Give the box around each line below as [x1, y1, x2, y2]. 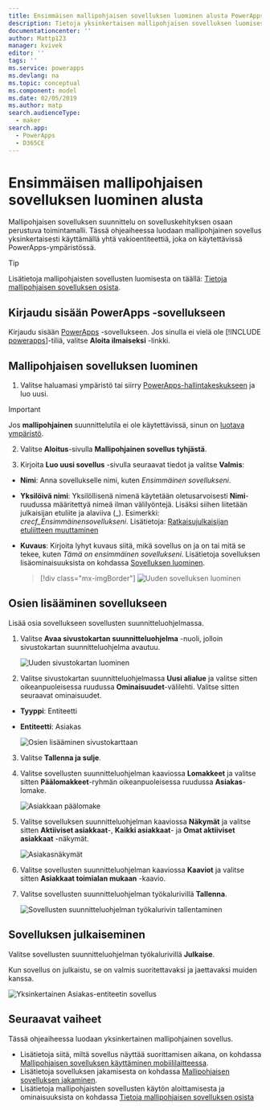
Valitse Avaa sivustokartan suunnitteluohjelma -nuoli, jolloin [19, 633, 223, 643]
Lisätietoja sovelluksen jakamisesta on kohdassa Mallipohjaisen [19, 1067, 231, 1076]
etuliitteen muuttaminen [19, 525, 99, 535]
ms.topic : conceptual [8, 79, 81, 87]
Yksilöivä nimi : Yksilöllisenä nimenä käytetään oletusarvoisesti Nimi [19, 491, 246, 501]
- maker [15, 117, 42, 125]
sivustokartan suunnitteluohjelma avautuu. [19, 642, 161, 652]
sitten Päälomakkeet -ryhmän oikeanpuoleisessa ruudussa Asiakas [19, 777, 243, 787]
